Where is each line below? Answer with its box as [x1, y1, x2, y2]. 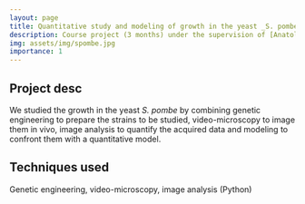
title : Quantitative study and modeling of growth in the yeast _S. [9, 22, 274, 31]
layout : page [9, 13, 59, 23]
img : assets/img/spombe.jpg [9, 38, 116, 48]
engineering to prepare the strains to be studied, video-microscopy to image [9, 114, 296, 125]
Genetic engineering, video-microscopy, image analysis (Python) [9, 183, 252, 195]
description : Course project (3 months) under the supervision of [9, 30, 266, 39]
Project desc [9, 81, 83, 96]
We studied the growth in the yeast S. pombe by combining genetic [9, 104, 261, 115]
